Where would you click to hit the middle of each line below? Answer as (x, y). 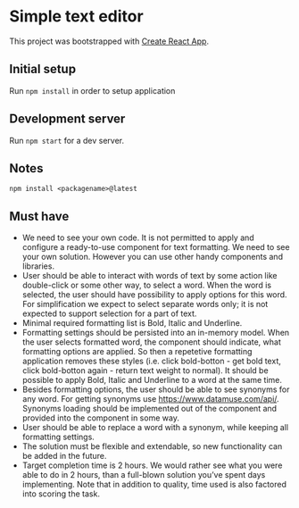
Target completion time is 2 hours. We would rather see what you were (152, 465)
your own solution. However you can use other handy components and (153, 257)
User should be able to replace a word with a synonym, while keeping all (155, 428)
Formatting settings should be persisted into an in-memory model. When (156, 333)
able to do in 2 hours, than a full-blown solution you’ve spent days (144, 475)
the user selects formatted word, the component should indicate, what (151, 342)
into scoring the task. (61, 494)
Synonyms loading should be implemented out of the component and (149, 409)
